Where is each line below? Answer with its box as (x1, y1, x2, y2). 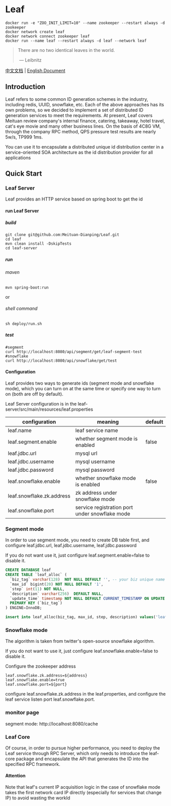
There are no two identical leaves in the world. (17, 47, 116, 53)
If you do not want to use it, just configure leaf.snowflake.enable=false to (5, 648, 159, 654)
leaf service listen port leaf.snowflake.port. (5, 696, 95, 703)
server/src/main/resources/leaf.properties (5, 406, 93, 412)
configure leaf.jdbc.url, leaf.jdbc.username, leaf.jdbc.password (5, 542, 137, 549)
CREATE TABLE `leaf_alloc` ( (5, 572, 67, 578)
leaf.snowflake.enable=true (5, 678, 65, 683)
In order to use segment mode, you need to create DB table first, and (5, 537, 150, 543)
